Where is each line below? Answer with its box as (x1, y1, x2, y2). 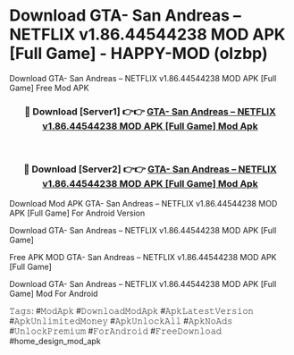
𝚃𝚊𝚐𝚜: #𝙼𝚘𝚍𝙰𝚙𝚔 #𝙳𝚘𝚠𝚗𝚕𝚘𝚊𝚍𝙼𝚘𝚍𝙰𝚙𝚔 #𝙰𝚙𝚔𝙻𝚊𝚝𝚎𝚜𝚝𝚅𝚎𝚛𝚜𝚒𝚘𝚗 (9, 305, 255, 316)
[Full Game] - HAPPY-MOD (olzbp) (9, 44, 268, 63)
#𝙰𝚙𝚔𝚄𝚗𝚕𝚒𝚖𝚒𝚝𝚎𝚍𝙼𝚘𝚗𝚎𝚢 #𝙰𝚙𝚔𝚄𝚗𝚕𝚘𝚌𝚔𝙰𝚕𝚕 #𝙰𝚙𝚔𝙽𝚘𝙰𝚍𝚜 (9, 315, 233, 326)
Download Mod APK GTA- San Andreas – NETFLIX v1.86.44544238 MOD (9, 198, 278, 208)
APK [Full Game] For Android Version (9, 207, 146, 218)
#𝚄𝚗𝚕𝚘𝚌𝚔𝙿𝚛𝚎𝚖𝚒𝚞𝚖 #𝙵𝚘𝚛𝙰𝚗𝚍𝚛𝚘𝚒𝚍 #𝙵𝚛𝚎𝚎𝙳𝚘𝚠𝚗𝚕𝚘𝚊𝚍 (9, 325, 222, 336)
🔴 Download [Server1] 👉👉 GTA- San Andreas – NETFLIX (24, 105, 276, 117)
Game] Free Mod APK (9, 82, 89, 93)
